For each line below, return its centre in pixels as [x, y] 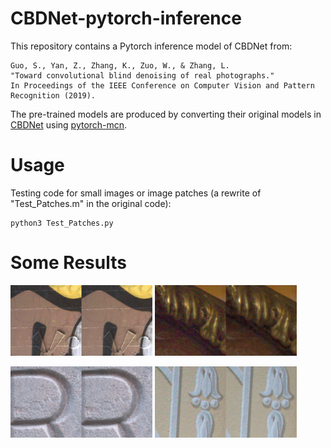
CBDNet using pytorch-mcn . [69, 124]
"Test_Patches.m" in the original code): [91, 203]
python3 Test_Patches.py [62, 223]
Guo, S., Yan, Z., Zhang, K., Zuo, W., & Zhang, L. [120, 65]
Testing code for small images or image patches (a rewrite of [136, 193]
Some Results [68, 263]
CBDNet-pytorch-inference [126, 18]
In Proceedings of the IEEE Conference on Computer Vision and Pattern [162, 85]
